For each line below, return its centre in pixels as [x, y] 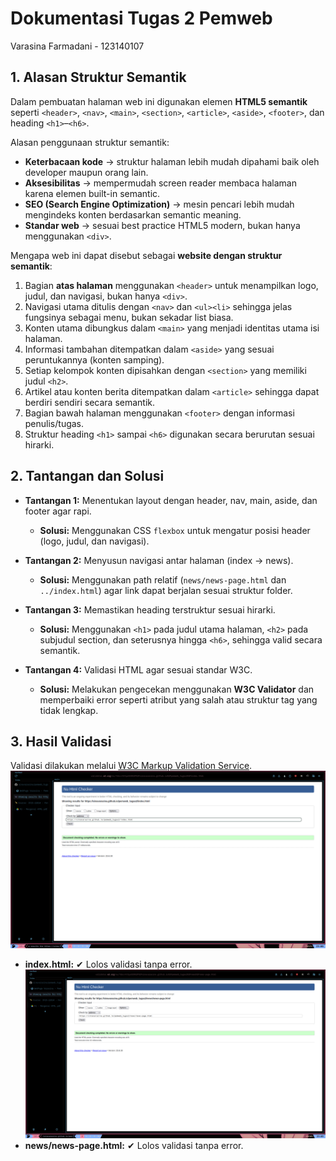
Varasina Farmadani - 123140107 [77, 46]
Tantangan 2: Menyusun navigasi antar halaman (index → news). [159, 560]
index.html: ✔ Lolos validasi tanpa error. [108, 964]
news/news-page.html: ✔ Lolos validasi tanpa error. [134, 1145]
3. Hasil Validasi [61, 741]
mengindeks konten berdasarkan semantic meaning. [133, 214]
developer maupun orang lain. [86, 172]
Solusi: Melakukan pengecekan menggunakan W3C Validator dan [177, 689]
